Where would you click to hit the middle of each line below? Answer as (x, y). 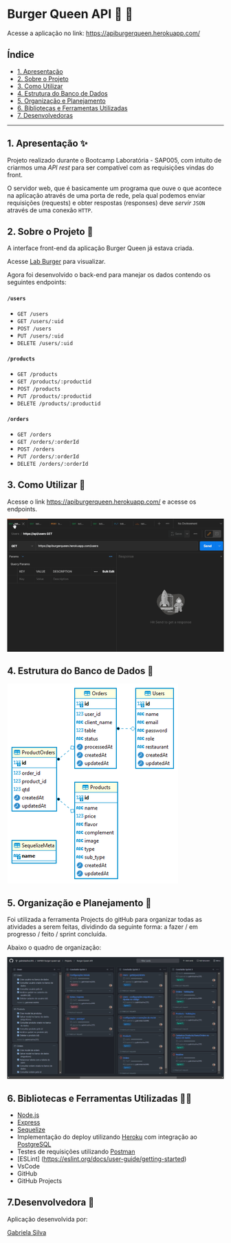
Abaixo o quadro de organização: (54, 947)
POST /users (34, 329)
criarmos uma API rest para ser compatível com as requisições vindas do (111, 167)
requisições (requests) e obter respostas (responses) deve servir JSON (106, 203)
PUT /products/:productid (54, 396)
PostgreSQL (34, 1144)
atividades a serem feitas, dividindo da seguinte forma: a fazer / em (102, 927)
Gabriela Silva (27, 1232)
